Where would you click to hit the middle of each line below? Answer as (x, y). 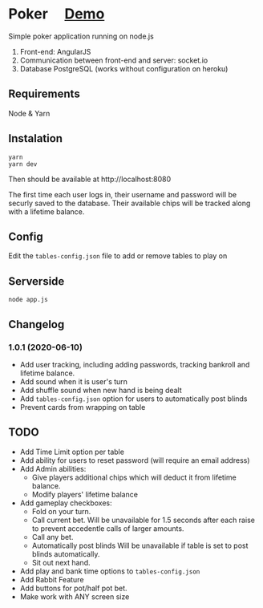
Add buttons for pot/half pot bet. (73, 588)
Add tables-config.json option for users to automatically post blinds (134, 399)
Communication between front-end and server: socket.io (114, 60)
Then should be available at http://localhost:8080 (89, 179)
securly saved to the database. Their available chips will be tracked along (129, 203)
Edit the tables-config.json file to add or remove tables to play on (118, 256)
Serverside (36, 281)
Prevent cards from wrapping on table (83, 407)
